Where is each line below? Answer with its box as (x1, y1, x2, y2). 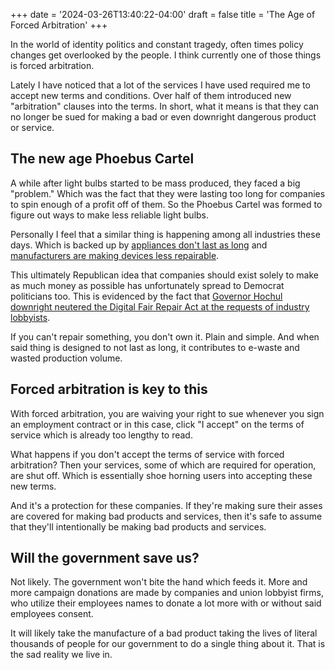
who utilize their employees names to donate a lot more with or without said (10, 597, 322, 609)
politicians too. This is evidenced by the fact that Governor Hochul (10, 290, 283, 302)
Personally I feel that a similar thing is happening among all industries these (10, 228, 321, 240)
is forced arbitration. (10, 60, 95, 71)
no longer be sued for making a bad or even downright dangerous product (10, 111, 317, 123)
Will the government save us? (10, 550, 200, 567)
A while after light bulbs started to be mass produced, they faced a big (10, 177, 301, 189)
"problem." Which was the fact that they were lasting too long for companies (10, 187, 326, 199)
